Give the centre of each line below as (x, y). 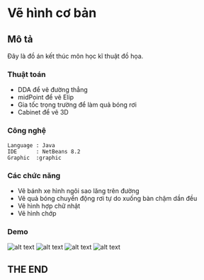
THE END (28, 269)
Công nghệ (27, 131)
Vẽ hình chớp (37, 213)
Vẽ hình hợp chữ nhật (49, 206)
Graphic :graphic (34, 158)
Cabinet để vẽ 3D (43, 112)
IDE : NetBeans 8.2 (44, 151)
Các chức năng (34, 175)
